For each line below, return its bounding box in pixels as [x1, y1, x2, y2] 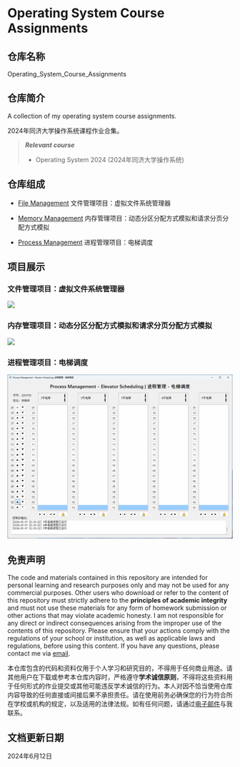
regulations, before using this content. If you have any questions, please [7, 641, 220, 651]
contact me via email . [7, 649, 71, 658]
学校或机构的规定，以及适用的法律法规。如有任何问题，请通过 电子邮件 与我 [13, 700, 233, 708]
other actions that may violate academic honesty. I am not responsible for [7, 611, 224, 620]
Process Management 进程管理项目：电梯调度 [17, 238, 154, 246]
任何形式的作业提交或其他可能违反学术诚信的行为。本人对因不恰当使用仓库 [13, 682, 233, 691]
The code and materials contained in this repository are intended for [7, 573, 209, 582]
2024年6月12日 [7, 752, 52, 761]
